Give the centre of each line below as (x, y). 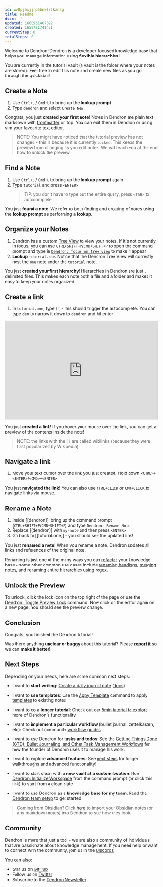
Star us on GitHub (30, 869)
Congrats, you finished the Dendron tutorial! (49, 634)
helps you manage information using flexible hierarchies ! (63, 56)
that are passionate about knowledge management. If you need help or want (81, 845)
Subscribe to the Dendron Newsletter (49, 879)
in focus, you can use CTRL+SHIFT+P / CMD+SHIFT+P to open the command (82, 246)
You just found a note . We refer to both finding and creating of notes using (80, 209)
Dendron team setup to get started (47, 798)
